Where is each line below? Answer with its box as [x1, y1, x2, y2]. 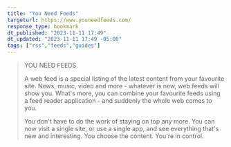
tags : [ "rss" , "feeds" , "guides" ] [7, 42, 100, 49]
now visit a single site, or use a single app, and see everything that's [24, 125, 219, 133]
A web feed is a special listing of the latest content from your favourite [24, 75, 225, 83]
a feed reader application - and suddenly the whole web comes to [24, 97, 212, 104]
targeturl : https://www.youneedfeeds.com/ [7, 17, 131, 23]
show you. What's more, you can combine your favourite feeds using [24, 89, 221, 97]
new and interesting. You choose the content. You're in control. [24, 132, 204, 140]
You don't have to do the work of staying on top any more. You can [24, 117, 215, 125]
